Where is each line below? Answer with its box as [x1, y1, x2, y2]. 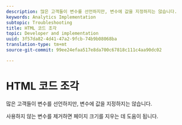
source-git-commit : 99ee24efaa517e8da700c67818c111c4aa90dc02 [6, 47, 162, 53]
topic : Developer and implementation [6, 31, 99, 37]
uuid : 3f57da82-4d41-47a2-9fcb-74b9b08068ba [6, 36, 117, 42]
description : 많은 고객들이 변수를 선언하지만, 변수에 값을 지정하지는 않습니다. [6, 8, 177, 15]
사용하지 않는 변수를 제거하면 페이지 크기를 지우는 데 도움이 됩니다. [6, 113, 158, 120]
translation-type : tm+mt [6, 42, 67, 48]
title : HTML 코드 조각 [6, 25, 57, 31]
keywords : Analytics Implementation [6, 14, 96, 20]
